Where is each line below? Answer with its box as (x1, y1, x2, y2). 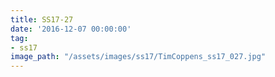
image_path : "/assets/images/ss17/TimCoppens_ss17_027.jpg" (10, 52, 267, 62)
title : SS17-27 (10, 14, 74, 25)
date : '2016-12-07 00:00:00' (10, 24, 132, 34)
